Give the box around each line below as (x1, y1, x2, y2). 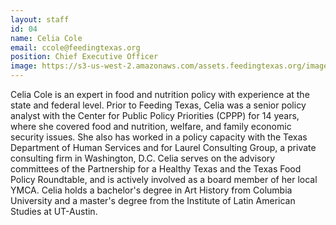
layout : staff (10, 14, 70, 25)
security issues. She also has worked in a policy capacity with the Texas (10, 131, 308, 143)
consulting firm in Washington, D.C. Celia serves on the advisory (10, 152, 276, 164)
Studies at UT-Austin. (10, 206, 98, 217)
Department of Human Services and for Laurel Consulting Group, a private (10, 142, 317, 153)
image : (10, 61, 38, 71)
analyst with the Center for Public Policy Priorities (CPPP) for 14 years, (10, 110, 300, 121)
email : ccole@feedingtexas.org (10, 42, 141, 53)
